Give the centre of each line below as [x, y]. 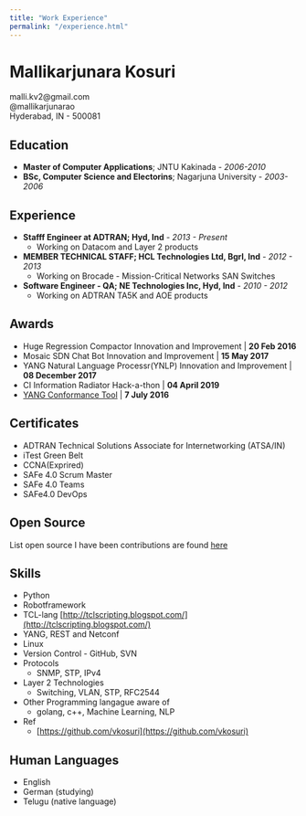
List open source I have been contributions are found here [119, 545]
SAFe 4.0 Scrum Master [67, 474]
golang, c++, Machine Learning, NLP [106, 712]
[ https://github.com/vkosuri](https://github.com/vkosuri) [142, 731]
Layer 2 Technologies [63, 683]
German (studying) [58, 792]
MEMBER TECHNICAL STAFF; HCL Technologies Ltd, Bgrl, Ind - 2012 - [158, 257]
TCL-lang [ [43, 615]
